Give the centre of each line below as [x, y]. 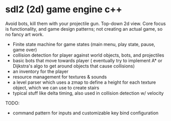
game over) [25, 50]
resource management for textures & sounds [60, 77]
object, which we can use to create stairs [56, 87]
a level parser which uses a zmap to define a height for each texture [84, 82]
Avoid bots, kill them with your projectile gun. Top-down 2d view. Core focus [86, 23]
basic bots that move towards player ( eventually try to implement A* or [87, 60]
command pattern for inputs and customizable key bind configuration [86, 113]
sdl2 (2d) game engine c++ [64, 9]
